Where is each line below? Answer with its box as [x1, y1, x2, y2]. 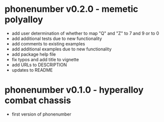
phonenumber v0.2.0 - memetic [4, 3, 138, 15]
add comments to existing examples [11, 41, 85, 46]
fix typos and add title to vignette [11, 56, 79, 62]
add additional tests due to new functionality [11, 36, 102, 41]
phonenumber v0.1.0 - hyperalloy [4, 84, 144, 96]
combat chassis [4, 95, 71, 106]
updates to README [11, 67, 53, 73]
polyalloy [4, 14, 43, 25]
